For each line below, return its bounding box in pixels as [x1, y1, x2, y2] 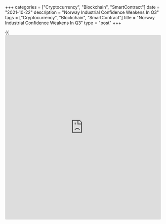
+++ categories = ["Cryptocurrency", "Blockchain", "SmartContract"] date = [5, 4, 160, 10]
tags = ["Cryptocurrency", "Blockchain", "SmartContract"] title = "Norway [5, 15, 155, 20]
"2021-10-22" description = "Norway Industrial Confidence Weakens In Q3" [5, 9, 159, 15]
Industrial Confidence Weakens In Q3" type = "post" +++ [5, 20, 122, 26]
